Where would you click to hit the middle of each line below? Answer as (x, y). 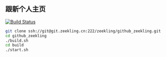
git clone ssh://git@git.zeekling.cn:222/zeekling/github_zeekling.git (83, 31)
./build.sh (17, 40)
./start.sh (17, 50)
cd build (15, 45)
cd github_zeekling (26, 36)
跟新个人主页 (26, 9)
